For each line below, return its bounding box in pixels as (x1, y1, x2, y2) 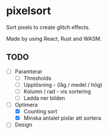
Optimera (14, 102, 38, 109)
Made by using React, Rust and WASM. (6, 35, 102, 42)
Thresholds (23, 74, 52, 81)
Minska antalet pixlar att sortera (23, 115, 101, 122)
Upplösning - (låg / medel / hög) (23, 81, 103, 88)
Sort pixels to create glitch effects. (6, 24, 90, 31)
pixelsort (6, 4, 52, 18)
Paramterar (14, 68, 43, 75)
